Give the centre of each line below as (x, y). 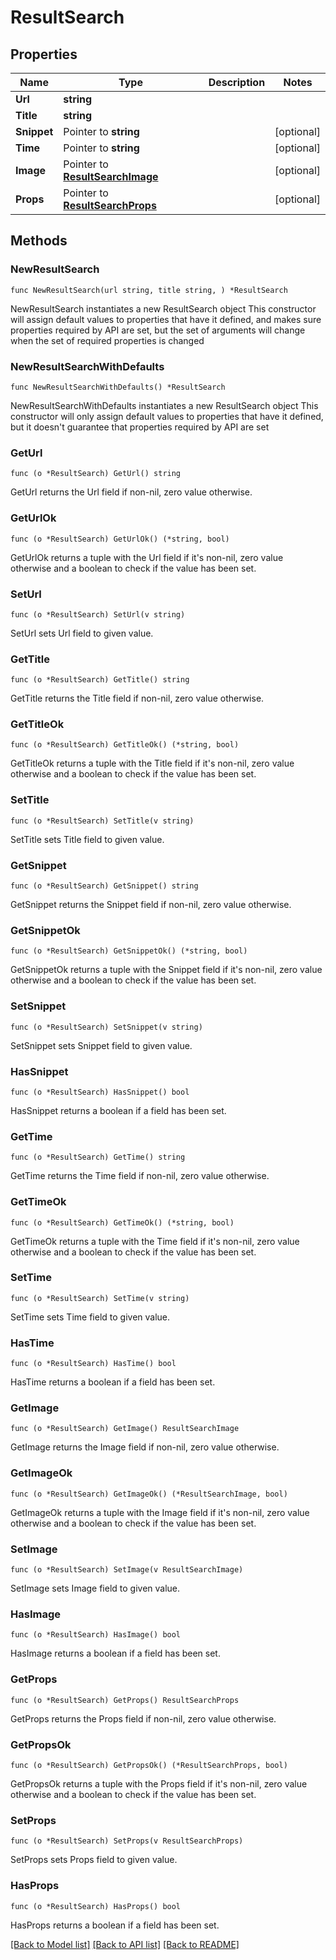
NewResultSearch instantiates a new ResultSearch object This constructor (163, 308)
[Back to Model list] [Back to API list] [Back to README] (125, 1944)
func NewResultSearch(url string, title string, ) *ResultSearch (149, 290)
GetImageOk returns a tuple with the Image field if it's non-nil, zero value (160, 1512)
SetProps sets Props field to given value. (94, 1860)
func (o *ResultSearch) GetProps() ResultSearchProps (125, 1700)
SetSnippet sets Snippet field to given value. (101, 1045)
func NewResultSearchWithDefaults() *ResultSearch (118, 387)
